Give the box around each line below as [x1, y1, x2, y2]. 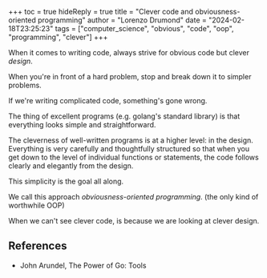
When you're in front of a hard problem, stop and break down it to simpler [8, 72, 252, 81]
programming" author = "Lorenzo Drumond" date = [37, 15, 207, 25]
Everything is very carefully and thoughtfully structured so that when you [8, 144, 250, 153]
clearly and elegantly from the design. [8, 161, 134, 171]
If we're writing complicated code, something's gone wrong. [8, 96, 208, 105]
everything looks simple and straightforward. [8, 120, 156, 129]
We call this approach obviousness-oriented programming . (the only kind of [8, 192, 259, 201]
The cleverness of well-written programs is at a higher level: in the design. [8, 135, 254, 145]
